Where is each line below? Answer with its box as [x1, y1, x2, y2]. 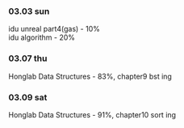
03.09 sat [8, 92, 48, 103]
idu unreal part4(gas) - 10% [8, 24, 101, 34]
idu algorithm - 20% [8, 32, 75, 42]
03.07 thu [8, 53, 48, 64]
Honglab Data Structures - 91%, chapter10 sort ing [8, 109, 176, 119]
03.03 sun [8, 6, 50, 17]
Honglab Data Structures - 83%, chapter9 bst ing [8, 71, 172, 81]
